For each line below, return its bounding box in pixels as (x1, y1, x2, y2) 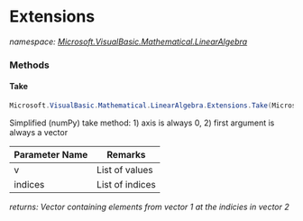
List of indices (96, 178, 156, 190)
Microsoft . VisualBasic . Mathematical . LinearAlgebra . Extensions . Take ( (9, 101, 272, 110)
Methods (9, 59, 50, 71)
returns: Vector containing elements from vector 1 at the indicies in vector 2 (9, 201, 290, 212)
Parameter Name (14, 148, 88, 161)
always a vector (9, 126, 69, 137)
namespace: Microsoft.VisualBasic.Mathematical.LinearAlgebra (9, 36, 248, 47)
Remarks (106, 148, 146, 161)
